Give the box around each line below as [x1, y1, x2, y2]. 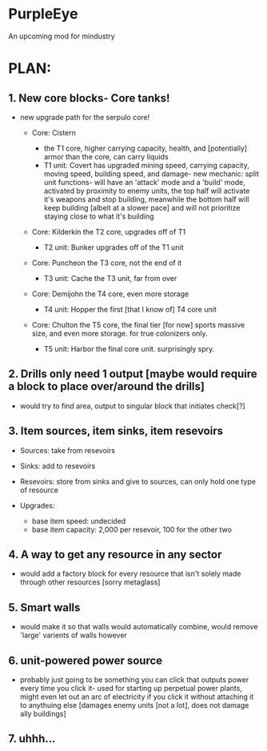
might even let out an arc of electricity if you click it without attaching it [19, 692, 254, 701]
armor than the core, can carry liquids [43, 151, 169, 161]
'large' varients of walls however [19, 630, 128, 641]
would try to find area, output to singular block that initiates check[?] [19, 401, 245, 411]
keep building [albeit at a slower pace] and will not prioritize [43, 203, 241, 212]
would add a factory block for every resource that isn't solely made [19, 569, 241, 579]
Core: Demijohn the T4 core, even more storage [31, 289, 189, 299]
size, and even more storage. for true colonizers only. [31, 328, 208, 338]
